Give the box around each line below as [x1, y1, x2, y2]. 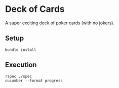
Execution [5, 61, 37, 69]
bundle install [5, 47, 37, 52]
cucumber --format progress [5, 78, 63, 83]
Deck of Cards [5, 3, 65, 15]
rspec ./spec [5, 74, 32, 79]
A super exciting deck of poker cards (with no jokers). [5, 20, 115, 26]
